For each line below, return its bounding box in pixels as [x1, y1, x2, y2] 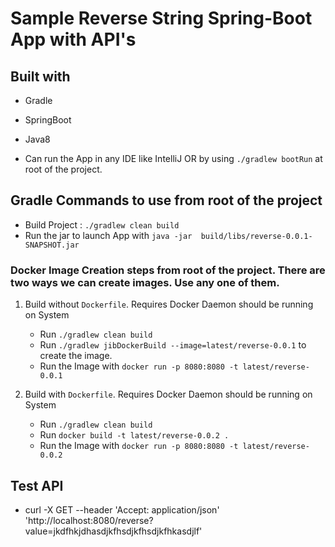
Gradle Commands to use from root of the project [10, 192, 323, 209]
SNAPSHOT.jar [24, 240, 80, 250]
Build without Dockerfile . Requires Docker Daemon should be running [24, 298, 314, 311]
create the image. [39, 350, 113, 362]
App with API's [10, 28, 137, 51]
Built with [10, 68, 71, 85]
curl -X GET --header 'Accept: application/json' [24, 503, 220, 516]
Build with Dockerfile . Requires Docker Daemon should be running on [24, 388, 313, 401]
